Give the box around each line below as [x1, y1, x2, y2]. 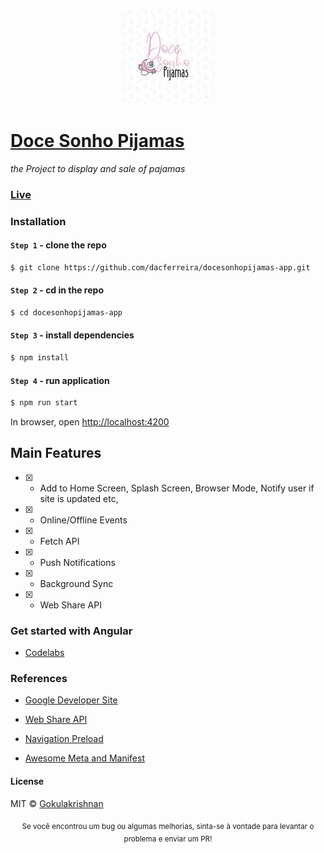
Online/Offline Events [39, 514, 128, 526]
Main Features [10, 445, 102, 462]
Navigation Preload [24, 733, 104, 745]
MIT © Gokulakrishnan [10, 797, 104, 809]
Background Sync [39, 577, 114, 589]
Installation [10, 214, 67, 228]
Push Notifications [39, 556, 116, 568]
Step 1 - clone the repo [10, 239, 107, 251]
